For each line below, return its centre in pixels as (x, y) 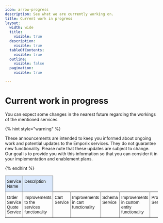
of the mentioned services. (32, 119)
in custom (130, 202)
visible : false (29, 64)
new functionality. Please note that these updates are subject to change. (77, 148)
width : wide (22, 28)
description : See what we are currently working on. (59, 14)
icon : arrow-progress (27, 9)
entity (126, 207)
